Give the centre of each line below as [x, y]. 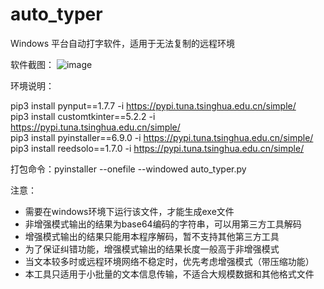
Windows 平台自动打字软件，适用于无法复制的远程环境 [122, 43]
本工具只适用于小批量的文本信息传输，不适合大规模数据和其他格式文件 [169, 274]
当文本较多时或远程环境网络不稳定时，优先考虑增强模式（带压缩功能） [169, 261]
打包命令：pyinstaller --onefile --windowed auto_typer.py [128, 169]
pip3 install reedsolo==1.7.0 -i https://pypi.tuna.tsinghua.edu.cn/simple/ [157, 148]
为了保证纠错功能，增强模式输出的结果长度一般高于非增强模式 [152, 249]
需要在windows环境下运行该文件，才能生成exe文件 [129, 211]
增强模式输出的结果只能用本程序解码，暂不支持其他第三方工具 [152, 236]
